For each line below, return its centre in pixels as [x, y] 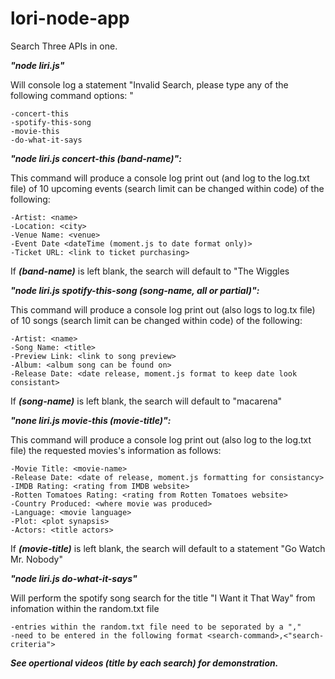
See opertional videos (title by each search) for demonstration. [144, 663]
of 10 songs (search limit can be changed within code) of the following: [156, 320]
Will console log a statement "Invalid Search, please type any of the [149, 84]
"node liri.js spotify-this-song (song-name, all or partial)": [135, 290]
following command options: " [72, 95]
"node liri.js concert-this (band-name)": [96, 158]
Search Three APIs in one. [64, 46]
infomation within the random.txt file [85, 608]
